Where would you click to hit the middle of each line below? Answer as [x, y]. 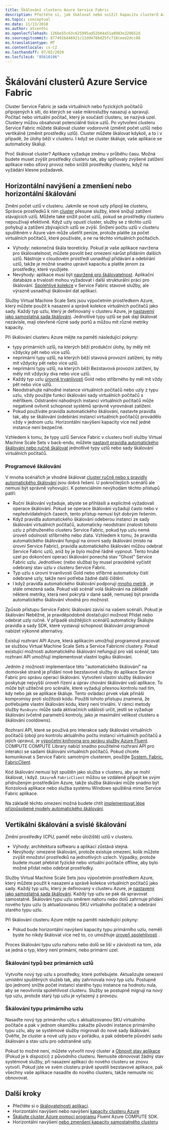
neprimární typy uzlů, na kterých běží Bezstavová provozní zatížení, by [86, 369]
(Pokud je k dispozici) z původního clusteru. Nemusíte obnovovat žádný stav [84, 1056]
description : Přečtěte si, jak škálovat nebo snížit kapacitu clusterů [82, 15]
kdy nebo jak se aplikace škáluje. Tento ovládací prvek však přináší [75, 694]
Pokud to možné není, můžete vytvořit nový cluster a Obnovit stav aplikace [83, 1051]
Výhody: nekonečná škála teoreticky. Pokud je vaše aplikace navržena [85, 248]
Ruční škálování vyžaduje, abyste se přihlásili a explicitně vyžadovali [83, 503]
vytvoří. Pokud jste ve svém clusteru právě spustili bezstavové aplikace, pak [84, 1067]
